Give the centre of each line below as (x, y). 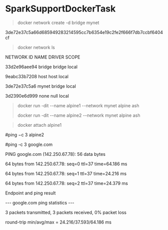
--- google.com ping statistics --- (40, 202)
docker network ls (36, 47)
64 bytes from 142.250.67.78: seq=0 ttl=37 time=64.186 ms (66, 164)
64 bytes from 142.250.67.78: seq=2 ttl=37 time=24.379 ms (67, 183)
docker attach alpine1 (39, 125)
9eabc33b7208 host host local (37, 76)
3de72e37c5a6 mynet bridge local (41, 86)
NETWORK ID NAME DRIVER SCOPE (43, 57)
